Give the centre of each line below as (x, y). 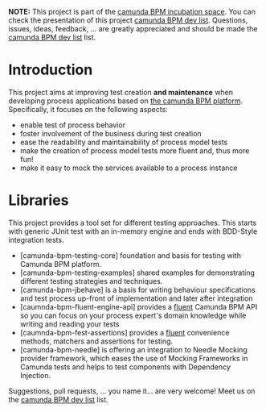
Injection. (35, 375)
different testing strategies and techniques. (91, 281)
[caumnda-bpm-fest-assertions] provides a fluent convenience (125, 332)
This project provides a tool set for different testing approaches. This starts (133, 223)
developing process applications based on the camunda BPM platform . (126, 101)
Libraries (39, 200)
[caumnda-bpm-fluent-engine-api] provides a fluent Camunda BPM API (139, 306)
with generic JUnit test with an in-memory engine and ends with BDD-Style (133, 231)
